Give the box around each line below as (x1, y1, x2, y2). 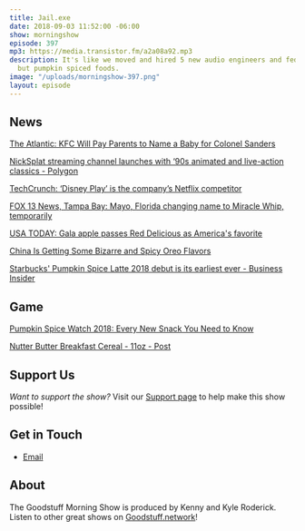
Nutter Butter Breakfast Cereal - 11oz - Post (9, 341, 171, 352)
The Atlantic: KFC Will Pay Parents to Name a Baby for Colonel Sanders (9, 138, 276, 150)
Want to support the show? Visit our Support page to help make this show (9, 391, 286, 402)
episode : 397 (9, 38, 59, 48)
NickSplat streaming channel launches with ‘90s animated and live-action (9, 156, 284, 167)
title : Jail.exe (9, 13, 71, 23)
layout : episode (9, 81, 71, 90)
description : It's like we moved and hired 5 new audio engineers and (9, 55, 282, 64)
